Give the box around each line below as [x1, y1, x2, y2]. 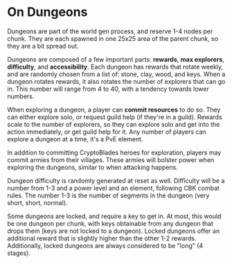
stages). [7, 249, 31, 257]
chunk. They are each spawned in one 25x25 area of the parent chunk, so [7, 34, 219, 42]
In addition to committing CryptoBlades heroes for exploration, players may [7, 148, 222, 157]
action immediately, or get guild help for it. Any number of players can [7, 127, 206, 136]
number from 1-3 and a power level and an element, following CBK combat [7, 184, 220, 192]
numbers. [7, 91, 35, 100]
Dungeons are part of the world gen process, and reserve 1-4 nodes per [7, 27, 213, 35]
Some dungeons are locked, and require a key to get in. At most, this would [7, 212, 222, 220]
